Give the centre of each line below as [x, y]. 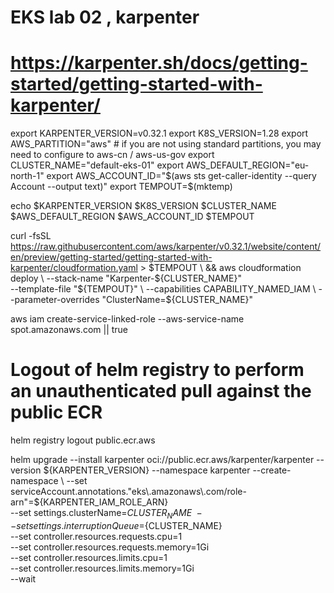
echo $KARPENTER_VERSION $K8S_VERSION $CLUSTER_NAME [143, 206]
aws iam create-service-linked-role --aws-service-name [127, 319]
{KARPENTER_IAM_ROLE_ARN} [104, 502]
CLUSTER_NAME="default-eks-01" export [97, 165]
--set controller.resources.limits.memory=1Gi [102, 568]
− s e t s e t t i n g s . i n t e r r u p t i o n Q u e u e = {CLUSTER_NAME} [116, 525]
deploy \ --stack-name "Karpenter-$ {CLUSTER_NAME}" [126, 278]
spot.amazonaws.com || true [69, 330]
